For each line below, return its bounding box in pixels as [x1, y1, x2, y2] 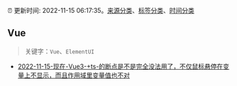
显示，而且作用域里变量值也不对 [36, 70, 130, 80]
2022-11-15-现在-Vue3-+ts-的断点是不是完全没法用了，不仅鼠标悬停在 [17, 62, 224, 70]
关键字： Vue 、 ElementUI [24, 47, 94, 55]
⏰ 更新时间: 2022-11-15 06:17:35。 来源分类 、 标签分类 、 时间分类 [7, 6, 195, 14]
